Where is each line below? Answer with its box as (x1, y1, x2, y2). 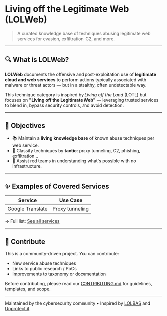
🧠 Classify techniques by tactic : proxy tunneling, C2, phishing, (12, 147, 141, 153)
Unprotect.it (5, 306, 30, 312)
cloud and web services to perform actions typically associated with (5, 76, 147, 83)
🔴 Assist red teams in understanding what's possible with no (12, 158, 136, 164)
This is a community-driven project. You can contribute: (5, 251, 119, 257)
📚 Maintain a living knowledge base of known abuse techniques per (12, 135, 155, 141)
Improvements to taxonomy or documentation (12, 271, 106, 277)
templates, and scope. (5, 286, 51, 292)
